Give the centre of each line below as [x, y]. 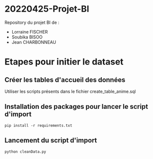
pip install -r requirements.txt [38, 125]
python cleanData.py [26, 152]
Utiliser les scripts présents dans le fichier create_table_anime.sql [70, 91]
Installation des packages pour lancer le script [76, 107]
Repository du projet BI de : [32, 22]
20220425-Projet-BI [47, 9]
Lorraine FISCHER [30, 32]
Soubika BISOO [27, 37]
